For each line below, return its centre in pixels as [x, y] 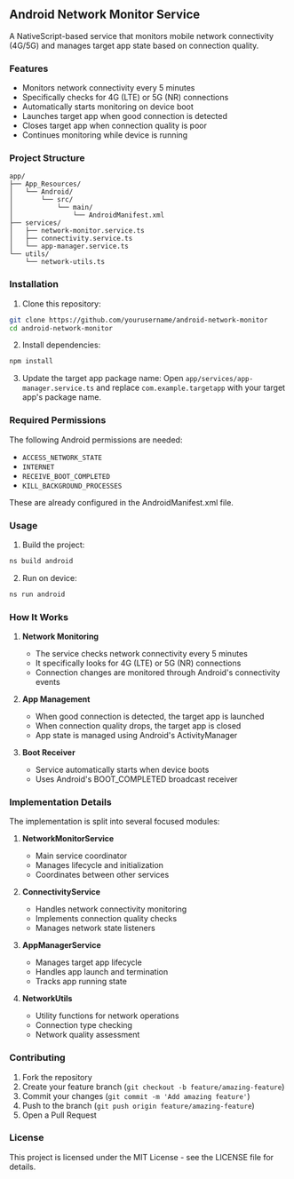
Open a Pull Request [60, 1115]
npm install [31, 362]
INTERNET [38, 467]
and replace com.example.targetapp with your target [191, 388]
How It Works [39, 617]
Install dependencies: [61, 345]
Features [29, 68]
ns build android [41, 561]
